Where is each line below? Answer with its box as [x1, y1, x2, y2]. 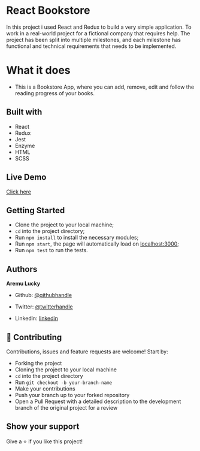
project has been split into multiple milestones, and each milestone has [6, 36, 181, 43]
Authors [6, 264, 38, 274]
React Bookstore [6, 4, 90, 17]
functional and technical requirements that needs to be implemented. [6, 43, 177, 50]
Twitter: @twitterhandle [14, 303, 73, 310]
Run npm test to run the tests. [14, 247, 88, 254]
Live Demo [6, 172, 47, 183]
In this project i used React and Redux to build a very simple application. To [6, 23, 192, 31]
